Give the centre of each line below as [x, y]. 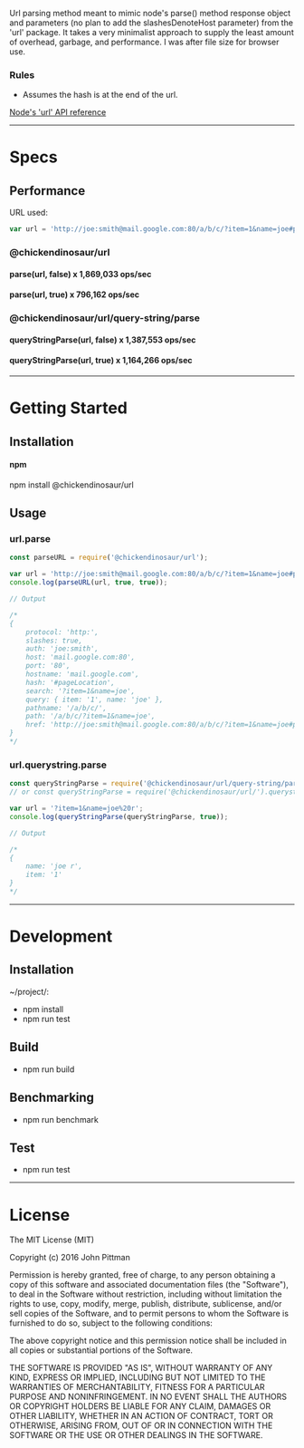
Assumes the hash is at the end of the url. [100, 95]
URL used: [28, 213]
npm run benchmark [61, 1119]
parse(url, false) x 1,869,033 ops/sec [81, 274]
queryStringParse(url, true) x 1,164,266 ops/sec [101, 361]
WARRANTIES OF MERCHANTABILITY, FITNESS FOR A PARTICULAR [137, 1387]
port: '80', [48, 666]
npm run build [48, 1069]
